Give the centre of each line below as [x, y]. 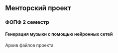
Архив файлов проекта [29, 45]
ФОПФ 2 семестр [27, 22]
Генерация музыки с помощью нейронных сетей [59, 34]
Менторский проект [38, 8]
